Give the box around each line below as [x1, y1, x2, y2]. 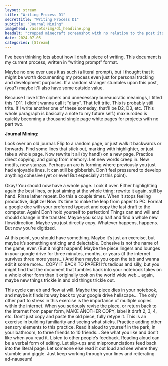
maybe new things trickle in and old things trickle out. [5, 277, 115, 283]
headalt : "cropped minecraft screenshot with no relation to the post [5, 31, 155, 36]
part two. [5, 121, 24, 127]
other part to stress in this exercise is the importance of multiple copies [5, 297, 152, 303]
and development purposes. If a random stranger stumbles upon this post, [5, 79, 158, 85]
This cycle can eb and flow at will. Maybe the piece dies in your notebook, [5, 287, 158, 293]
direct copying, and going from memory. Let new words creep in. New [5, 156, 150, 162]
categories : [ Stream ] [5, 40, 50, 45]
